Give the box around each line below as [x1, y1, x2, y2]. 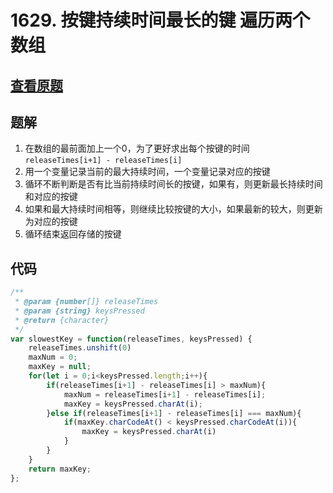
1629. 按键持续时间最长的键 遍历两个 [10, 9, 311, 32]
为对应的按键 [24, 216, 78, 228]
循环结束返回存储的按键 [24, 228, 122, 240]
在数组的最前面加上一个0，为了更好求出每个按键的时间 [24, 142, 250, 155]
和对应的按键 [24, 191, 78, 203]
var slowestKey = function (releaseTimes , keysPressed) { [10, 334, 253, 344]
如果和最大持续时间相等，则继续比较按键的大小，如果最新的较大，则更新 [24, 203, 323, 215]
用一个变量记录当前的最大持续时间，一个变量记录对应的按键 [24, 166, 271, 178]
